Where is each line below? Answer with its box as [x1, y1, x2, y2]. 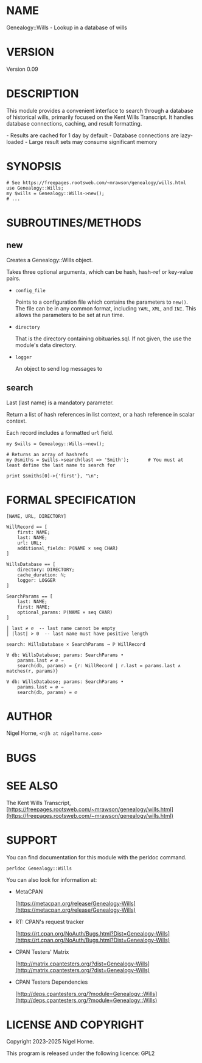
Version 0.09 [6, 65, 38, 73]
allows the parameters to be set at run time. [15, 311, 125, 318]
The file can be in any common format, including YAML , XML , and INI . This [15, 304, 197, 312]
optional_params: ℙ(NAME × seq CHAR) [17, 609, 113, 615]
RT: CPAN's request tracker [15, 918, 84, 925]
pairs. [6, 274, 21, 282]
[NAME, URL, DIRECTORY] [6, 513, 67, 519]
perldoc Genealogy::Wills [6, 865, 72, 872]
